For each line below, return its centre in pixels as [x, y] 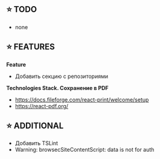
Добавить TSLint [37, 143]
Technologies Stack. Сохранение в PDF [57, 88]
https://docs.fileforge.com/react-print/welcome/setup [82, 99]
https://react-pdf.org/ [41, 106]
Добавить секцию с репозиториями [62, 76]
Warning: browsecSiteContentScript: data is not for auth [85, 150]
